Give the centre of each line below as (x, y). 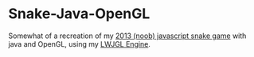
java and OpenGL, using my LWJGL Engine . (80, 44)
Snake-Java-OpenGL (79, 14)
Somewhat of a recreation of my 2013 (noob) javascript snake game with (127, 36)
